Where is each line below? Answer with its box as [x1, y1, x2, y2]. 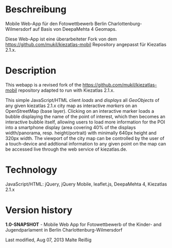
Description [5, 65, 56, 76]
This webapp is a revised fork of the [5, 81, 82, 88]
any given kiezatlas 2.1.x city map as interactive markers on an [5, 102, 138, 109]
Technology [5, 164, 58, 176]
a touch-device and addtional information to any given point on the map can [5, 140, 166, 147]
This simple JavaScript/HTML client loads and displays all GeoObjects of [5, 97, 160, 103]
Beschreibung [5, 4, 67, 15]
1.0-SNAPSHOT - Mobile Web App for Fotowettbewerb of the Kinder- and [5, 221, 162, 228]
